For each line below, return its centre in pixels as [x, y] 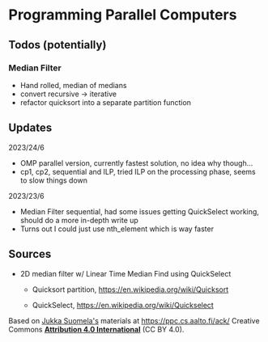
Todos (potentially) [57, 45]
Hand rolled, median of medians [73, 85]
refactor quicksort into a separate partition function [106, 102]
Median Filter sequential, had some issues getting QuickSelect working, [139, 211]
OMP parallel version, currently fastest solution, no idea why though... [136, 163]
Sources [30, 254]
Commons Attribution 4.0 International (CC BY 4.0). [96, 329]
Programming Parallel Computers [123, 15]
